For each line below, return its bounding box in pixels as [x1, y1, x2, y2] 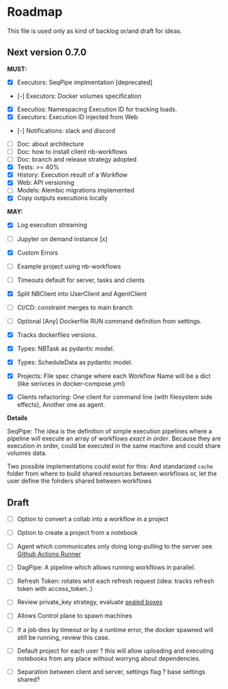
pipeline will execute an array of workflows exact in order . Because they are [7, 434, 221, 442]
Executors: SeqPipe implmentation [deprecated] [16, 78, 153, 86]
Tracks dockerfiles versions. [16, 330, 97, 339]
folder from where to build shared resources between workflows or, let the [7, 470, 217, 478]
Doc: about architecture [16, 140, 84, 148]
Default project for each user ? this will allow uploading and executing [16, 647, 214, 655]
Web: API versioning [16, 179, 75, 187]
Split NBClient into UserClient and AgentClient [16, 289, 147, 298]
